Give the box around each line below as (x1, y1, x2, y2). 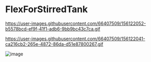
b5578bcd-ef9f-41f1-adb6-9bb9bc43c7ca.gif (5, 25, 100, 32)
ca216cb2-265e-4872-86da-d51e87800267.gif (5, 41, 103, 47)
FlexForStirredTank (5, 4, 88, 15)
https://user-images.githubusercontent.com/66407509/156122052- (5, 20, 146, 26)
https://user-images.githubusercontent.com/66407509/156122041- (5, 36, 145, 42)
